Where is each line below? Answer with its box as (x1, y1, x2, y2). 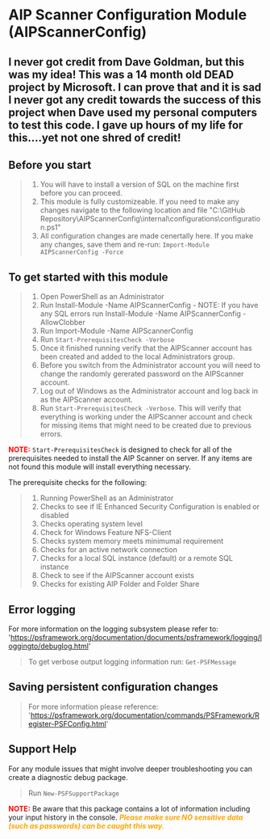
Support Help (8, 742, 77, 757)
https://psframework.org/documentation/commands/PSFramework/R (31, 710, 260, 720)
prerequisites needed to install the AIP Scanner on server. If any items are (8, 453, 252, 463)
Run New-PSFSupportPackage (27, 788, 119, 798)
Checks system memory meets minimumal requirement (39, 536, 224, 546)
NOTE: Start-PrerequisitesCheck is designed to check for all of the (8, 445, 232, 454)
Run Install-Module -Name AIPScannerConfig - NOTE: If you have (39, 301, 259, 310)
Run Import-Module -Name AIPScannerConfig (39, 326, 193, 336)
